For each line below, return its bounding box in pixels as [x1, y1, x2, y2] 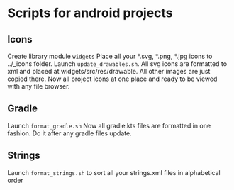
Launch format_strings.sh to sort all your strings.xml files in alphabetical [7, 168, 221, 177]
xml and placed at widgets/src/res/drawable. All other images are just [7, 67, 211, 75]
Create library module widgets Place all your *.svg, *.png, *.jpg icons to [7, 52, 213, 60]
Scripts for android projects [7, 5, 173, 21]
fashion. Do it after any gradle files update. [7, 129, 133, 138]
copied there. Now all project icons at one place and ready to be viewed [7, 74, 218, 83]
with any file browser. [7, 82, 70, 90]
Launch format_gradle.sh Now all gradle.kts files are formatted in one [7, 121, 211, 130]
